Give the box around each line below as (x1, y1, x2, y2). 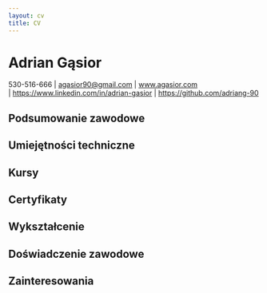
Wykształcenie (8, 220, 86, 234)
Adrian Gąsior (8, 53, 102, 72)
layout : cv (8, 11, 45, 20)
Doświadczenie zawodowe (8, 247, 145, 260)
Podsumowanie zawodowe (8, 111, 145, 125)
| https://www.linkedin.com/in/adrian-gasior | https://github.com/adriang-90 (8, 89, 259, 98)
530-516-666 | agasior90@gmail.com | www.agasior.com (8, 80, 198, 89)
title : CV (8, 19, 42, 27)
